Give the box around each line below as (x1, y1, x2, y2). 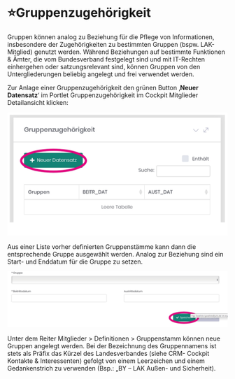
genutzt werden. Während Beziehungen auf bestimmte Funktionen (34, 48, 226, 56)
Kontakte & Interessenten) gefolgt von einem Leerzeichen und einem (7, 357, 205, 365)
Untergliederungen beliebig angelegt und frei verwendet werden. (7, 70, 194, 78)
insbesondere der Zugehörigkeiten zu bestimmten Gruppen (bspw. (7, 40, 199, 48)
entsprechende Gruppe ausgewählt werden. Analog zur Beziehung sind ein (7, 250, 224, 259)
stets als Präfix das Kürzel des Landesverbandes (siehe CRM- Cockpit (7, 350, 210, 358)
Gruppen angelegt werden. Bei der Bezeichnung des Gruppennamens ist (7, 342, 217, 350)
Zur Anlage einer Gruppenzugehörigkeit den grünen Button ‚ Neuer (7, 83, 199, 92)
